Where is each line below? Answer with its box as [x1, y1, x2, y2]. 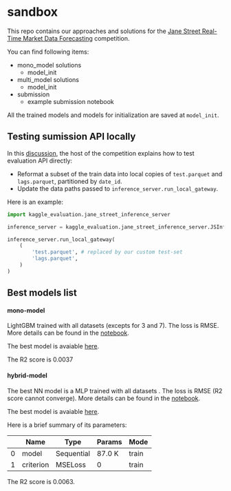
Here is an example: [7, 198, 64, 206]
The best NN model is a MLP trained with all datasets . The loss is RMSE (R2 [7, 386, 223, 395]
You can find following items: [7, 48, 89, 56]
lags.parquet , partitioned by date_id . [16, 177, 122, 185]
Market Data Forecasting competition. [23, 34, 130, 42]
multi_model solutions [16, 75, 79, 83]
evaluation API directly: [7, 156, 73, 165]
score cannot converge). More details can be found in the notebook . [7, 394, 201, 402]
